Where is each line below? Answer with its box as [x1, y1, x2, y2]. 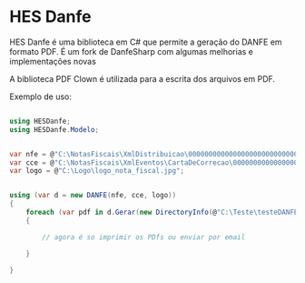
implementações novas [9, 56, 97, 66]
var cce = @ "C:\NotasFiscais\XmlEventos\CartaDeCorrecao [9, 157, 230, 167]
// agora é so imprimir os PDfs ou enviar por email [42, 232, 246, 242]
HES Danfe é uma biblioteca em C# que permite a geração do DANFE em [9, 36, 283, 47]
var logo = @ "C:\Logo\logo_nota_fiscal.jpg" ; [9, 167, 184, 176]
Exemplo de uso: [9, 91, 73, 102]
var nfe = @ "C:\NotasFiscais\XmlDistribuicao [9, 149, 184, 158]
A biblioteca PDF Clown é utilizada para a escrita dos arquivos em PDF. [9, 73, 275, 84]
